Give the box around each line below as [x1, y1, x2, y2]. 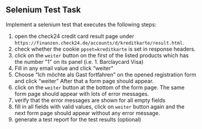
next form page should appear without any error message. [14, 109, 160, 116]
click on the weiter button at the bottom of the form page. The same [14, 84, 185, 91]
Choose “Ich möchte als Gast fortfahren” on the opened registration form [14, 71, 197, 78]
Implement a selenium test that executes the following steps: [5, 20, 157, 28]
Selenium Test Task [5, 5, 81, 15]
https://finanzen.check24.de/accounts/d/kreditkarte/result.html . [14, 39, 184, 46]
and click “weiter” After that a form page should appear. [14, 77, 154, 84]
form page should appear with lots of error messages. [14, 90, 149, 97]
